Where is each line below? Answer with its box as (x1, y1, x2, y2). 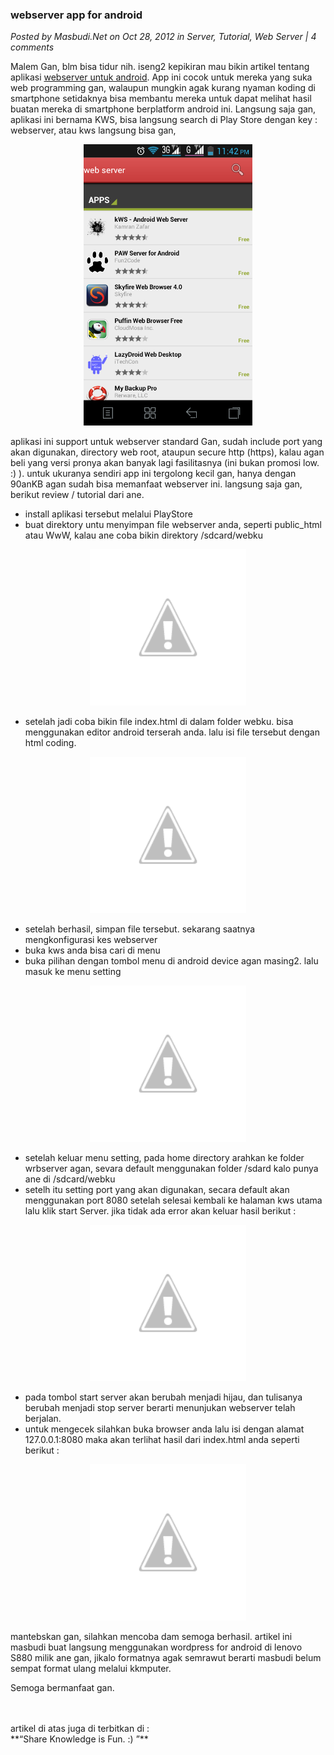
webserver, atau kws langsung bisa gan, (10, 124, 177, 137)
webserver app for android (10, 8, 143, 22)
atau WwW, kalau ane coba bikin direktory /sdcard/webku (24, 529, 263, 542)
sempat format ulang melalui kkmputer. (10, 1663, 172, 1675)
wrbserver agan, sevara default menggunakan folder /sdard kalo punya (24, 1163, 319, 1175)
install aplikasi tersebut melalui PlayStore (24, 508, 193, 520)
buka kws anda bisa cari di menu (24, 944, 161, 957)
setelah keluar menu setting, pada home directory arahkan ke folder (24, 1152, 305, 1164)
